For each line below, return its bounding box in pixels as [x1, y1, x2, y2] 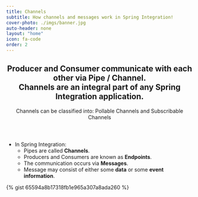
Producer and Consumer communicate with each [7, 63, 193, 74]
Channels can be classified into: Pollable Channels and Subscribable [15, 107, 184, 115]
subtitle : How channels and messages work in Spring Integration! [6, 14, 174, 20]
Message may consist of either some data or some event [23, 166, 164, 173]
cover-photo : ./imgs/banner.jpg [6, 20, 86, 26]
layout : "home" [6, 31, 44, 37]
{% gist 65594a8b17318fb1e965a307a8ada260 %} [6, 183, 129, 190]
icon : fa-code [6, 36, 41, 42]
